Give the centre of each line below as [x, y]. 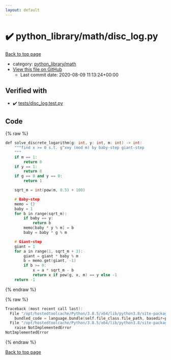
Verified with [26, 91]
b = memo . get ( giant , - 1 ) [50, 261]
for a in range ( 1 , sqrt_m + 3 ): [49, 251]
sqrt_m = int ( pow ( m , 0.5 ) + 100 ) [50, 190]
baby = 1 [24, 209]
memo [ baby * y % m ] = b [49, 228]
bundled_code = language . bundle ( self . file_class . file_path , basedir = [90, 318]
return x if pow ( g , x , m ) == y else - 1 [75, 275]
